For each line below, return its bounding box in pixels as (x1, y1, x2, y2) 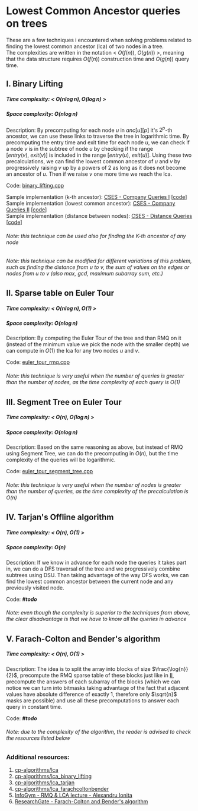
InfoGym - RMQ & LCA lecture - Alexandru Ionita (14, 791, 133, 799)
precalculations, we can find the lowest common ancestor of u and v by (6, 158, 180, 165)
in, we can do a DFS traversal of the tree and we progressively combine (6, 565, 180, 572)
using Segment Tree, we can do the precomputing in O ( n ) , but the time (6, 450, 178, 457)
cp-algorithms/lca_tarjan (14, 779, 75, 786)
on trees (6, 17, 48, 30)
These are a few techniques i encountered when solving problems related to (6, 36, 192, 43)
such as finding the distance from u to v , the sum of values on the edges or (6, 263, 190, 271)
